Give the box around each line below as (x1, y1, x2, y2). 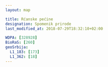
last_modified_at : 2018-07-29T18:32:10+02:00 (5, 26, 103, 31)
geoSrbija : (5, 45, 28, 50)
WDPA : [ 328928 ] (5, 35, 38, 41)
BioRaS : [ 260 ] (5, 40, 35, 45)
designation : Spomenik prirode (5, 21, 71, 26)
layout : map (5, 7, 30, 13)
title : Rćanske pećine (5, 16, 53, 22)
